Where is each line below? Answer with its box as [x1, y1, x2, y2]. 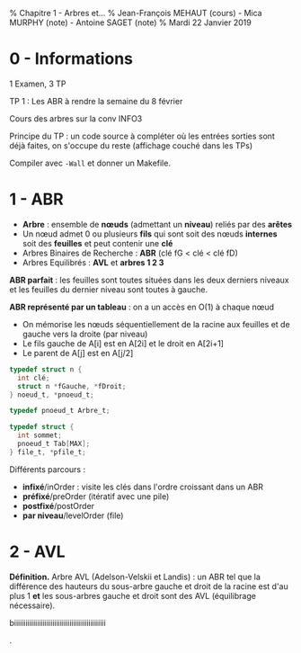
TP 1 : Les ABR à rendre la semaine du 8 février [9, 95, 183, 106]
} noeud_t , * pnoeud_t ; [9, 390, 94, 399]
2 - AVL [9, 541, 66, 561]
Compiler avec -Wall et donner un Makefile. [9, 157, 171, 168]
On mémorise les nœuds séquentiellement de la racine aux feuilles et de [22, 318, 290, 329]
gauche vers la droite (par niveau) [22, 328, 148, 339]
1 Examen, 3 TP [9, 78, 66, 89]
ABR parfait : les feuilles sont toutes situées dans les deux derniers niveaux [9, 274, 289, 285]
